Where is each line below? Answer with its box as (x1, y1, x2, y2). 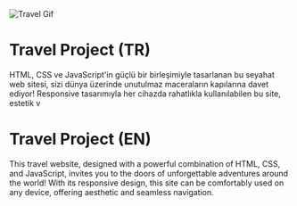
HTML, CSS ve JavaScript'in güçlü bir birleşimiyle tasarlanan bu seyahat (9, 69, 275, 79)
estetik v (9, 97, 41, 108)
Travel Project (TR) (9, 40, 151, 61)
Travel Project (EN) (9, 129, 152, 150)
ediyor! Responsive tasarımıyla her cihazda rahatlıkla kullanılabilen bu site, (9, 88, 281, 99)
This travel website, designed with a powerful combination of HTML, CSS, (9, 158, 281, 169)
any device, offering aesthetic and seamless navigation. (9, 186, 214, 197)
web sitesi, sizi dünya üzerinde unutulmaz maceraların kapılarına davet (9, 78, 269, 89)
